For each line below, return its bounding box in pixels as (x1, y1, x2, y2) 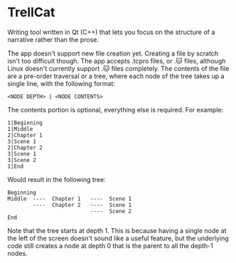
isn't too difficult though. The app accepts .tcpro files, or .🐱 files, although (7, 56, 226, 65)
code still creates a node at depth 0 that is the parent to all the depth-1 (7, 241, 213, 249)
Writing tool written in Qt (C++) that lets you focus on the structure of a (7, 28, 215, 36)
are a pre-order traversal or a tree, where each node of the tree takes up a (7, 72, 225, 80)
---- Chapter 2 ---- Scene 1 (33, 201, 132, 208)
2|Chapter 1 (7, 131, 43, 139)
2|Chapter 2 (7, 144, 43, 151)
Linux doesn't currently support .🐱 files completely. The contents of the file (7, 64, 230, 73)
